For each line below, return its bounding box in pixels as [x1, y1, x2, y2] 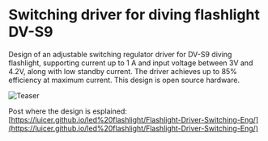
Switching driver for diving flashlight [8, 6, 261, 24]
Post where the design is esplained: [8, 106, 127, 116]
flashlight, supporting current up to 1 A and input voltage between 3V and [8, 58, 253, 68]
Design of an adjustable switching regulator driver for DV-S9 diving [8, 49, 232, 59]
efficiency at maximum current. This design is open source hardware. [8, 75, 240, 85]
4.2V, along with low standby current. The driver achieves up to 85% [8, 66, 237, 76]
